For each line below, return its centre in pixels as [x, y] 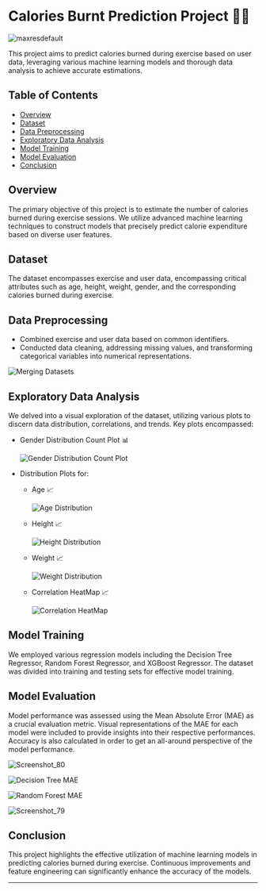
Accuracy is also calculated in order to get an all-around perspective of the [131, 740]
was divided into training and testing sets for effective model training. [121, 671]
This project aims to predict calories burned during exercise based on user [130, 53]
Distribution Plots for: [54, 474]
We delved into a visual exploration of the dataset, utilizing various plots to [129, 415]
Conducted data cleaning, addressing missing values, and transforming [136, 348]
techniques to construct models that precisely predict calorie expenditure [128, 226]
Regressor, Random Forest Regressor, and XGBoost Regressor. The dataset [131, 662]
